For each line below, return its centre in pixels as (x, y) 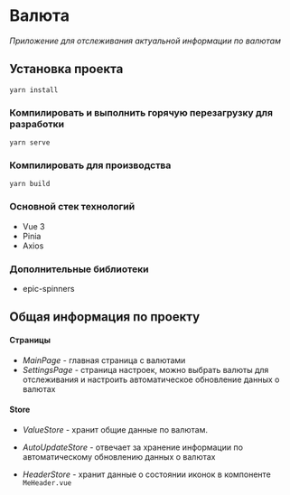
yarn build (30, 184)
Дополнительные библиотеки (79, 269)
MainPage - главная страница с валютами (104, 360)
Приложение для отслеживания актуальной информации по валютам (145, 41)
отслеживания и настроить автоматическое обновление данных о (151, 379)
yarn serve (30, 143)
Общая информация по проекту (105, 317)
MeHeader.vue (47, 483)
